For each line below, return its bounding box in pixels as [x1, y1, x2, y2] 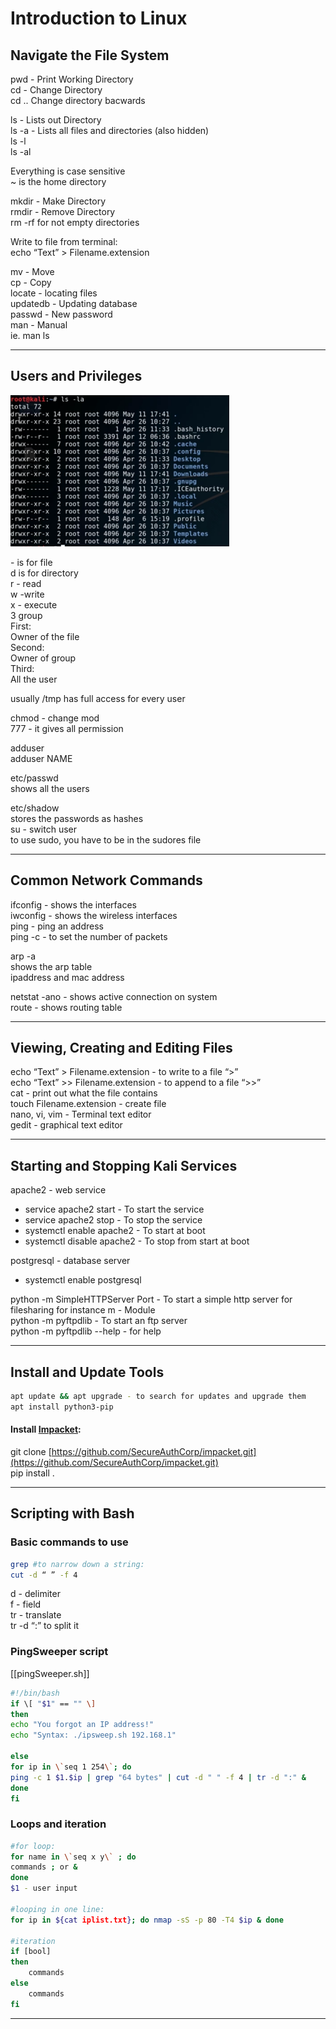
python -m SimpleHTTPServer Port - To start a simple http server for [10, 1293, 293, 1306]
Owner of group [10, 652, 77, 664]
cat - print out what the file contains [10, 1087, 158, 1099]
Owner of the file [10, 630, 80, 642]
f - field [10, 1598, 42, 1611]
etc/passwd [10, 772, 59, 784]
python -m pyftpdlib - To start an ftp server [10, 1315, 188, 1327]
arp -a [10, 950, 37, 962]
